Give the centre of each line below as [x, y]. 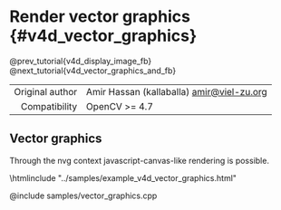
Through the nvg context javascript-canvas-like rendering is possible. [140, 160]
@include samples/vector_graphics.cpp [83, 196]
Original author [46, 91]
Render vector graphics [100, 17]
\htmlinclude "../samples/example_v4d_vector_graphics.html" [123, 177]
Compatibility [49, 106]
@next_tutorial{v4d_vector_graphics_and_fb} [93, 71]
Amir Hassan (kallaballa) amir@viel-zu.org [176, 91]
